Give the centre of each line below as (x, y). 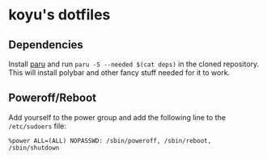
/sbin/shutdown (34, 148)
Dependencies (46, 45)
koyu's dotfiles (59, 15)
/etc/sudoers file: (38, 126)
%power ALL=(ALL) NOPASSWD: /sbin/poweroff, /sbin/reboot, (110, 140)
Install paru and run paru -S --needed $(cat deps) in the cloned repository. (134, 64)
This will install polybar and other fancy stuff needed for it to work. (119, 73)
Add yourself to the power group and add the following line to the (117, 117)
